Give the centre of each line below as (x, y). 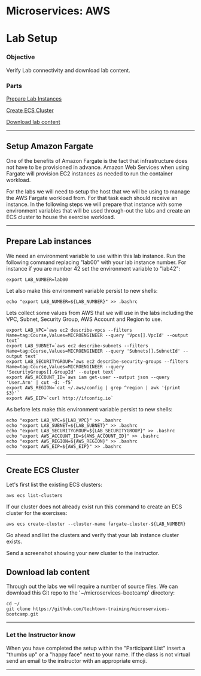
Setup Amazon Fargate (50, 146)
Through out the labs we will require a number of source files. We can (92, 586)
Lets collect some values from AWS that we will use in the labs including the (100, 313)
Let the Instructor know (41, 635)
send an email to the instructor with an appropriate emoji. (77, 660)
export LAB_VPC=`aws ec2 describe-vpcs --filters (69, 330)
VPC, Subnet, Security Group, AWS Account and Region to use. (84, 319)
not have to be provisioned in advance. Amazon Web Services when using (98, 167)
